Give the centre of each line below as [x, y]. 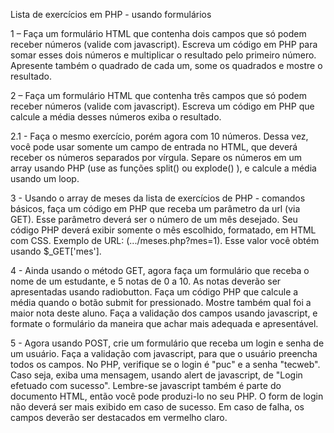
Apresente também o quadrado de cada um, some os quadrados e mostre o [166, 65]
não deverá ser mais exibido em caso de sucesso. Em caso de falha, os [157, 407]
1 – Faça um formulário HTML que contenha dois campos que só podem [158, 33]
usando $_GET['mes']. [56, 251]
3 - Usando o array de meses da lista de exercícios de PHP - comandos [158, 198]
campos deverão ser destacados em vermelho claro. [119, 417]
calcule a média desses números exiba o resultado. [116, 117]
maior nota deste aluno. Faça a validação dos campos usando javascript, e [164, 313]
